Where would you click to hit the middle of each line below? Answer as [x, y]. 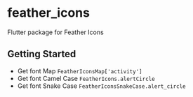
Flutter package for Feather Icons [55, 32]
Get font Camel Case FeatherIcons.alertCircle [86, 78]
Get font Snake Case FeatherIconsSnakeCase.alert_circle [101, 86]
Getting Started [42, 54]
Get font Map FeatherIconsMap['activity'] [80, 70]
